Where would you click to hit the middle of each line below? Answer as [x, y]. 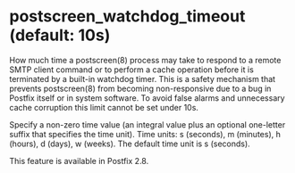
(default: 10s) [60, 35]
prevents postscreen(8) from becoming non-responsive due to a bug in [140, 88]
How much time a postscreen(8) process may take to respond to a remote [145, 60]
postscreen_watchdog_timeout [127, 16]
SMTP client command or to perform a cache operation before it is [132, 70]
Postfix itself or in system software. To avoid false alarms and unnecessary [147, 98]
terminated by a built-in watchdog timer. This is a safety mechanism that [142, 78]
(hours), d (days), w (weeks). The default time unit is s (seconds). [130, 144]
